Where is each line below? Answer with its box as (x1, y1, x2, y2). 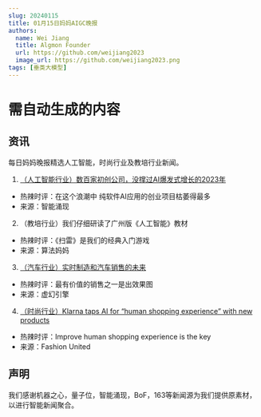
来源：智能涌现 (19, 201, 69, 211)
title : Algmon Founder (15, 42, 91, 50)
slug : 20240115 (8, 11, 59, 20)
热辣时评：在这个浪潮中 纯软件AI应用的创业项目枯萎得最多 (19, 191, 212, 201)
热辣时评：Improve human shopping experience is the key (19, 332, 212, 341)
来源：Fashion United (19, 341, 91, 351)
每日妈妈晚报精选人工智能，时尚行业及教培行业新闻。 (8, 157, 184, 167)
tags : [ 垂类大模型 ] (8, 64, 67, 72)
